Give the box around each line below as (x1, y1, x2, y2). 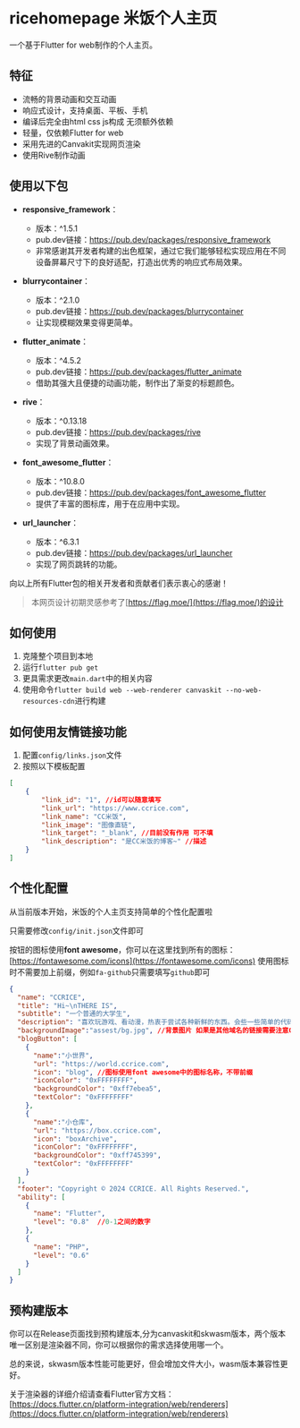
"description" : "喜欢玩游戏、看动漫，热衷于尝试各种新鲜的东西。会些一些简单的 (17, 1018, 281, 1027)
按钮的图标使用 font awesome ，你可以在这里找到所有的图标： (9, 944, 236, 954)
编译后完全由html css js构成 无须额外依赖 (21, 115, 174, 126)
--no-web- (225, 686, 262, 695)
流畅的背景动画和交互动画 (21, 93, 117, 104)
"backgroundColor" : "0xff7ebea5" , (32, 1084, 162, 1093)
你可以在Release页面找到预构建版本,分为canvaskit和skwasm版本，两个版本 (9, 1329, 286, 1339)
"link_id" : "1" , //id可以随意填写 (41, 795, 162, 804)
